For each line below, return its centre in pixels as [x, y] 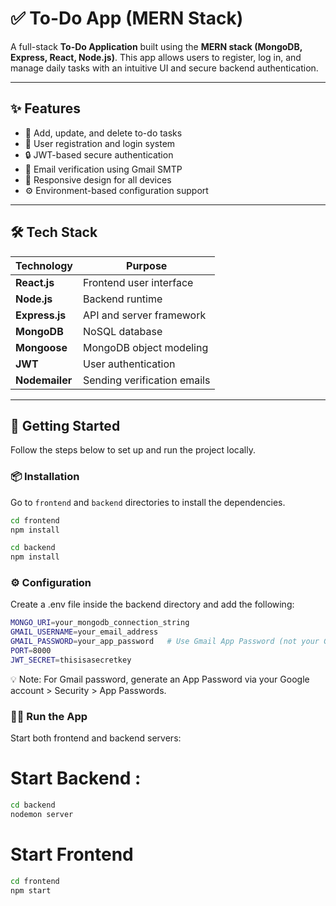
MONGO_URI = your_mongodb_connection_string [100, 623]
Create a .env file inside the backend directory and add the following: [152, 604]
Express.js [41, 315]
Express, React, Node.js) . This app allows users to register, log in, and [156, 57]
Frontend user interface [138, 282]
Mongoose [41, 347]
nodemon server [42, 814]
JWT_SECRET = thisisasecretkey [71, 660]
